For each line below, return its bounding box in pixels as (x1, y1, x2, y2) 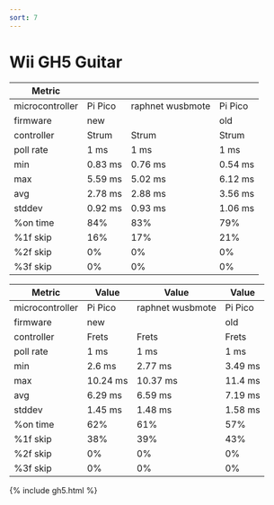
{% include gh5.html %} (9, 484, 98, 495)
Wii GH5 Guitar (9, 51, 123, 72)
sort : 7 (9, 13, 39, 22)
